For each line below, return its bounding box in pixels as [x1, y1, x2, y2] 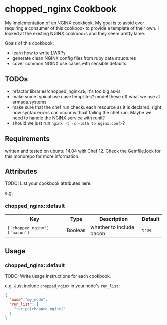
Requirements [5, 135, 50, 143]
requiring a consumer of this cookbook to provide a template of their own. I [5, 25, 159, 31]
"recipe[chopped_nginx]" [14, 306, 66, 311]
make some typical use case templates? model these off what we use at [12, 93, 160, 99]
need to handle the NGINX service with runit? [12, 115, 105, 121]
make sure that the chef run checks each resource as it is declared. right [12, 104, 162, 110]
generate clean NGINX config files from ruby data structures [12, 55, 136, 61]
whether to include [90, 223, 134, 230]
